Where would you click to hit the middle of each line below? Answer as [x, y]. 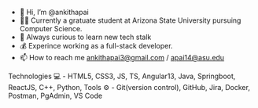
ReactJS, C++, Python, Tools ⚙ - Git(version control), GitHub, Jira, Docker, [129, 87]
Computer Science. [51, 29]
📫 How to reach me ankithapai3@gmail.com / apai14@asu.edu [122, 58]
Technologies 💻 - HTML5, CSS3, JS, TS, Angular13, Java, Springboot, [122, 76]
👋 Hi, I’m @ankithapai [54, 12]
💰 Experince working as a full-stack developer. [96, 46]
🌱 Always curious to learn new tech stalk [85, 37]
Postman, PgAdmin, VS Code [55, 95]
